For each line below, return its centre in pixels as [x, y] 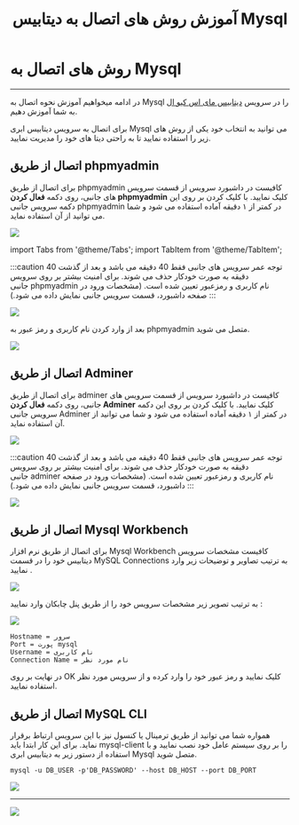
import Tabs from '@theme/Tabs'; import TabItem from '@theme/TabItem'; [146, 250]
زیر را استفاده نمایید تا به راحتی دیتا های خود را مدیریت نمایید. [110, 138]
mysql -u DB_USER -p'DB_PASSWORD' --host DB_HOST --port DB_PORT [133, 771]
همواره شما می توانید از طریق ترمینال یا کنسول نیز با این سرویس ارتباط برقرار [140, 735]
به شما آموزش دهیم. [44, 111]
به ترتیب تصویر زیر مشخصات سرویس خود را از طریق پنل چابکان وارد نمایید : [136, 604]
